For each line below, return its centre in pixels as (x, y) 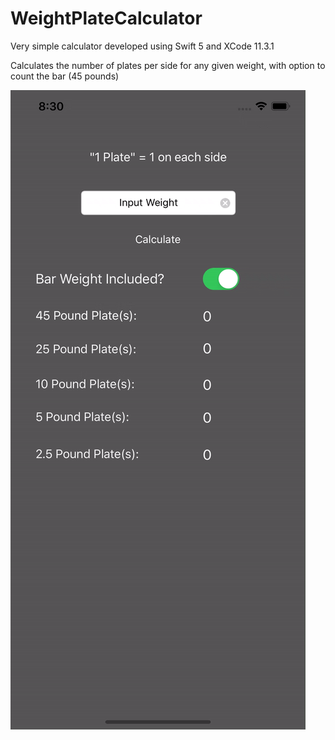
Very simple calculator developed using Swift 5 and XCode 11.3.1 (142, 46)
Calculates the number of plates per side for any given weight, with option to (168, 65)
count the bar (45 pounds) (65, 76)
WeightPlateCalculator (106, 18)
